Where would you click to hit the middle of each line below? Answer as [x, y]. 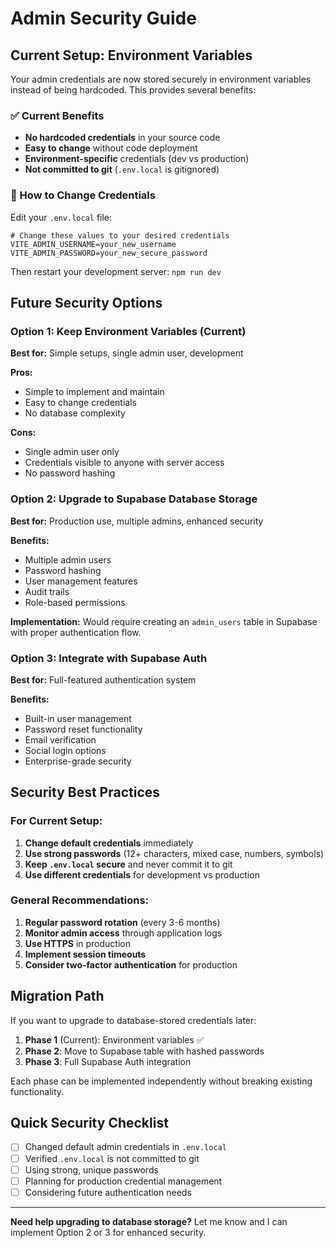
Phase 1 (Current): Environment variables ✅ [114, 1039]
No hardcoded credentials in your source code [122, 138]
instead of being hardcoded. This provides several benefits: [133, 90]
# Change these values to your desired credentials [120, 235]
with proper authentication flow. [76, 632]
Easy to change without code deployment [111, 148]
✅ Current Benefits [57, 115]
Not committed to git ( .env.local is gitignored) [122, 169]
